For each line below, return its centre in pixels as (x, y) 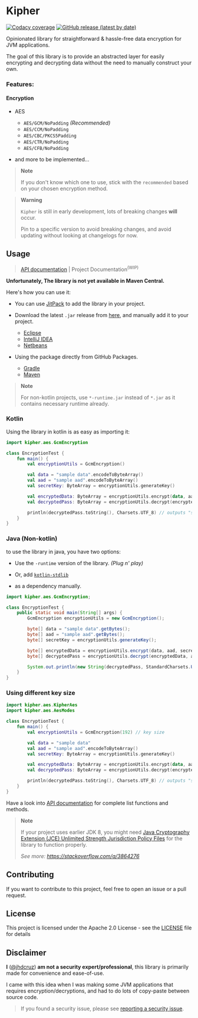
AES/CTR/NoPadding (46, 142)
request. (16, 895)
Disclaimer (26, 953)
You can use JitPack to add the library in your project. (80, 304)
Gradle (32, 368)
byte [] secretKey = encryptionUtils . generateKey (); (92, 640)
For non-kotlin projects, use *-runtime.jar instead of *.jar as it (98, 397)
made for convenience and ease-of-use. (55, 973)
